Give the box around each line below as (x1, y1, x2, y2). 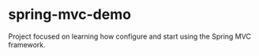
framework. (8, 39, 46, 49)
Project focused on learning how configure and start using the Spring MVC (8, 32, 251, 41)
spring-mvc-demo (8, 6, 132, 24)
